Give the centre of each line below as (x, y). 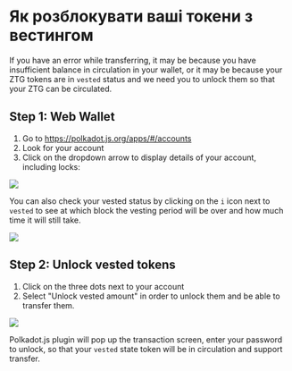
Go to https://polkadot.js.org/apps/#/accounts (107, 138)
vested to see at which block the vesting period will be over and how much (146, 210)
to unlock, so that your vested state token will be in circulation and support (146, 349)
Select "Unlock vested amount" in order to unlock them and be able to (151, 296)
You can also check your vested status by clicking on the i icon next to (140, 201)
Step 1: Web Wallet (62, 117)
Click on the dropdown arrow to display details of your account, (139, 157)
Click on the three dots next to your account (103, 286)
